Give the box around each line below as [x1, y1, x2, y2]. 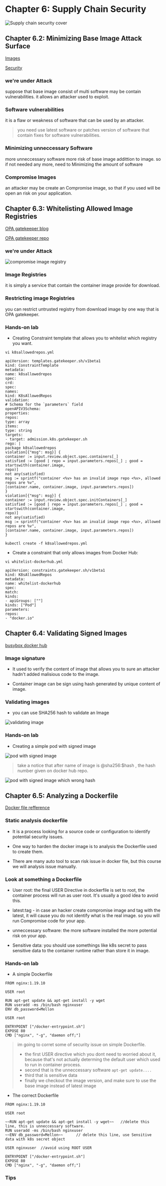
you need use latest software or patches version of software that [17, 127, 150, 133]
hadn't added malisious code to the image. [12, 671, 100, 677]
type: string [5, 428, 32, 433]
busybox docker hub [5, 642, 48, 648]
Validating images [5, 698, 50, 705]
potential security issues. [12, 834, 64, 840]
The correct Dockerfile [12, 1093, 59, 1099]
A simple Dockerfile [12, 971, 53, 977]
